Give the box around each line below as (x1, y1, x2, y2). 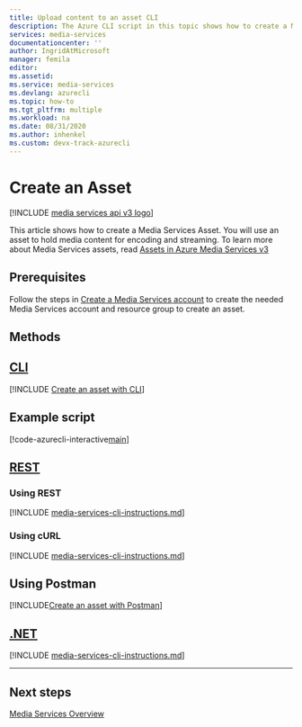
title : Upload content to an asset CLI (9, 13, 159, 22)
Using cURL (9, 530, 61, 543)
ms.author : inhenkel (9, 130, 87, 139)
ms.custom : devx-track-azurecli (9, 139, 130, 148)
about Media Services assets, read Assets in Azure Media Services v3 (9, 244, 270, 255)
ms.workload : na (9, 113, 70, 122)
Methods (9, 329, 61, 345)
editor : (9, 64, 39, 73)
